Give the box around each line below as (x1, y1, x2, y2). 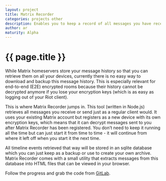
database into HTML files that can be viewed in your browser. (5, 160, 130, 166)
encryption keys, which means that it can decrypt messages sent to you (5, 119, 152, 125)
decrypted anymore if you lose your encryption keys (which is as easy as (5, 89, 154, 94)
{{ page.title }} (5, 51, 66, 63)
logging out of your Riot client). (5, 94, 68, 100)
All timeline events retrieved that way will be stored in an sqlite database (5, 144, 152, 151)
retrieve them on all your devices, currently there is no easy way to (5, 73, 141, 79)
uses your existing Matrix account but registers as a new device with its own (5, 114, 161, 120)
